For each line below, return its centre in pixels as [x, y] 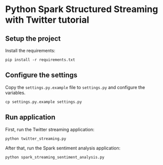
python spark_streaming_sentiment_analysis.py [55, 157]
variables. [15, 93]
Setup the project [33, 38]
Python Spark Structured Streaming [82, 9]
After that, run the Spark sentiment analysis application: [63, 148]
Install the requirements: [30, 51]
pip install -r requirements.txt [40, 60]
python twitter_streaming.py [36, 139]
